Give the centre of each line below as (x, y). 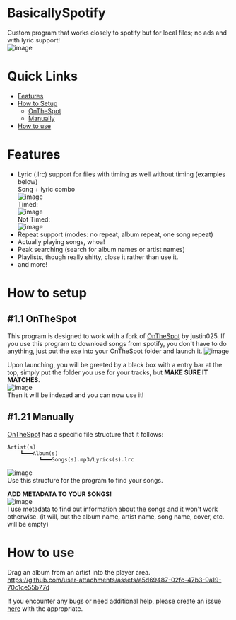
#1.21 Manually (41, 417)
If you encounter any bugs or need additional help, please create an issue (114, 601)
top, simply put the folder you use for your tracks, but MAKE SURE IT (108, 372)
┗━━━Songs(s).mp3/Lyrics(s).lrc (86, 459)
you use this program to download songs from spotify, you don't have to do (117, 343)
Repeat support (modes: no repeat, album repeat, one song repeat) (115, 234)
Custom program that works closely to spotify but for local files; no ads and (117, 33)
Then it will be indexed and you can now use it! (76, 395)
